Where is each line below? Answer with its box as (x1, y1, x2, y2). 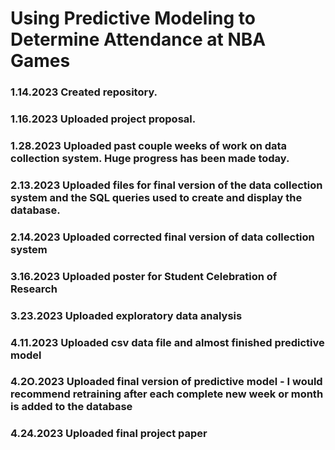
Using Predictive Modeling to (10, 7, 256, 30)
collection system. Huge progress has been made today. (10, 151, 290, 165)
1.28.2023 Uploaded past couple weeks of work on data (10, 138, 288, 152)
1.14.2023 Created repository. (10, 85, 158, 99)
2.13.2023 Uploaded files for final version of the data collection (10, 178, 323, 192)
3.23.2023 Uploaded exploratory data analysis (10, 308, 243, 322)
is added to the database (10, 400, 133, 414)
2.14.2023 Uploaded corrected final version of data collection (10, 230, 315, 244)
